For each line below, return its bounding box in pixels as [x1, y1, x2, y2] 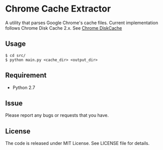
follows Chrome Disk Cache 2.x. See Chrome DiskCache [5, 25, 122, 31]
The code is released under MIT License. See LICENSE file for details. [5, 140, 150, 146]
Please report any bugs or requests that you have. [5, 112, 109, 118]
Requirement [5, 71, 47, 80]
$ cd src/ [5, 53, 26, 58]
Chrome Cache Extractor [5, 3, 111, 15]
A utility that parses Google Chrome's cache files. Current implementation [5, 20, 158, 26]
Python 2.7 [12, 84, 35, 91]
